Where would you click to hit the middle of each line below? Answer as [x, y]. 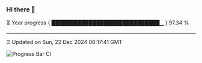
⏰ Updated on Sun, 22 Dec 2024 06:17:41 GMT [64, 42]
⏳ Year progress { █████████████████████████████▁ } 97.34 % [98, 23]
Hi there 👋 [21, 10]
